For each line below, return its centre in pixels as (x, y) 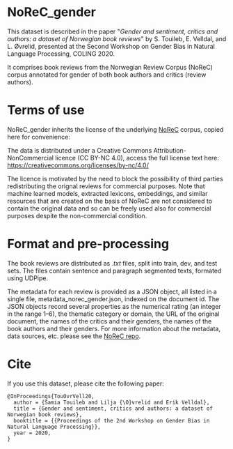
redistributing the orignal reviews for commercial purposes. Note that (106, 186)
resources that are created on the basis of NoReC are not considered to (110, 201)
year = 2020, (32, 433)
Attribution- (170, 150)
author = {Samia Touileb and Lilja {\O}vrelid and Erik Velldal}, (112, 402)
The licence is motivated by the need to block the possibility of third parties (115, 178)
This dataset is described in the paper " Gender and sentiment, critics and (113, 31)
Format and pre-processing (88, 244)
